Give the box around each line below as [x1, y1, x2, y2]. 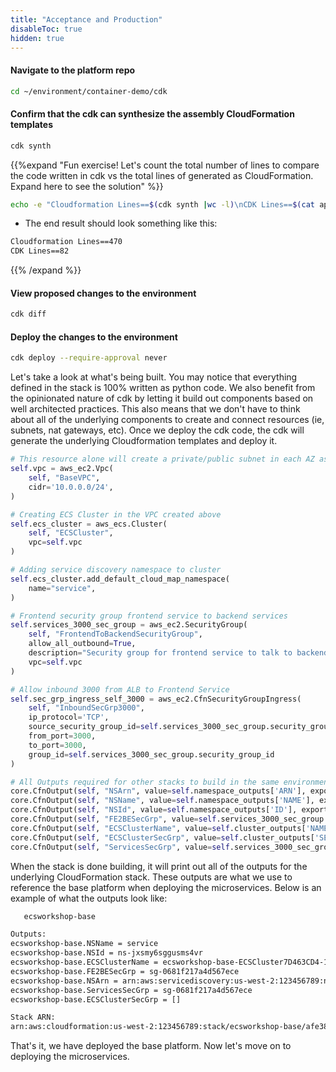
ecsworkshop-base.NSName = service [10, 939, 159, 949]
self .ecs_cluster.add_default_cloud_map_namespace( [10, 574, 230, 584]
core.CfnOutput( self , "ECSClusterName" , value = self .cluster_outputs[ [10, 823, 307, 833]
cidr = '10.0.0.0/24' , [28, 482, 114, 492]
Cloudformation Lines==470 [10, 237, 123, 247]
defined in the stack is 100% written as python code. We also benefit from [10, 382, 316, 394]
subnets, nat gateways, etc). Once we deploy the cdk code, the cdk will [10, 424, 305, 436]
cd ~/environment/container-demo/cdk [10, 86, 168, 96]
